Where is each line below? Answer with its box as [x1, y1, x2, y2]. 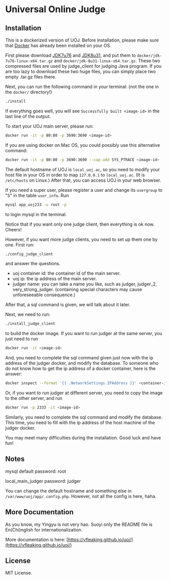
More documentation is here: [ [5, 536, 68, 543]
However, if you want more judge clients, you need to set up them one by [5, 236, 158, 242]
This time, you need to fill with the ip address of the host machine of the [5, 419, 155, 426]
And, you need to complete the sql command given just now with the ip [5, 355, 153, 361]
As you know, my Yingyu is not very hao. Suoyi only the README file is [5, 521, 153, 527]
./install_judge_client [5, 321, 56, 326]
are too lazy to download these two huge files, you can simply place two [5, 68, 156, 74]
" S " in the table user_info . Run [5, 192, 69, 198]
